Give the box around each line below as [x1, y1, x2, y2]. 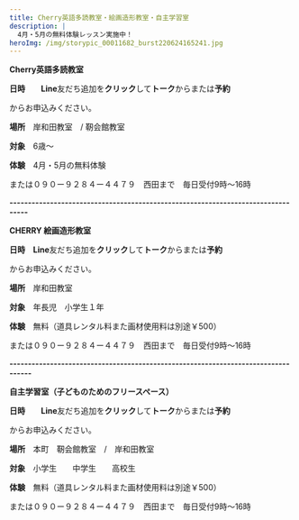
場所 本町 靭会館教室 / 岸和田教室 [9, 443, 155, 455]
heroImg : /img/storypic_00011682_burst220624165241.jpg [9, 38, 223, 48]
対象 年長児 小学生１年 [9, 302, 104, 313]
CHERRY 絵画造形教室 [9, 225, 92, 236]
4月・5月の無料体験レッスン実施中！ [17, 30, 133, 39]
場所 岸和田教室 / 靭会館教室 [9, 122, 125, 132]
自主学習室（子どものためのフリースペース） [9, 387, 174, 397]
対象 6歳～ [9, 141, 54, 151]
